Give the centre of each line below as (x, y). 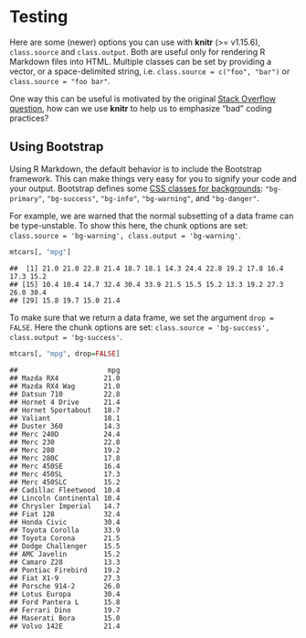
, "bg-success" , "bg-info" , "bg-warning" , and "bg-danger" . (151, 197)
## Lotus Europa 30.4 (65, 594)
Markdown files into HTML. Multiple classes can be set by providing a (141, 61)
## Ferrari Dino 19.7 (65, 610)
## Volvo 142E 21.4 (65, 626)
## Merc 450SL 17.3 (65, 474)
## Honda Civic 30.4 (65, 522)
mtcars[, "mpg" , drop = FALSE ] (65, 354)
